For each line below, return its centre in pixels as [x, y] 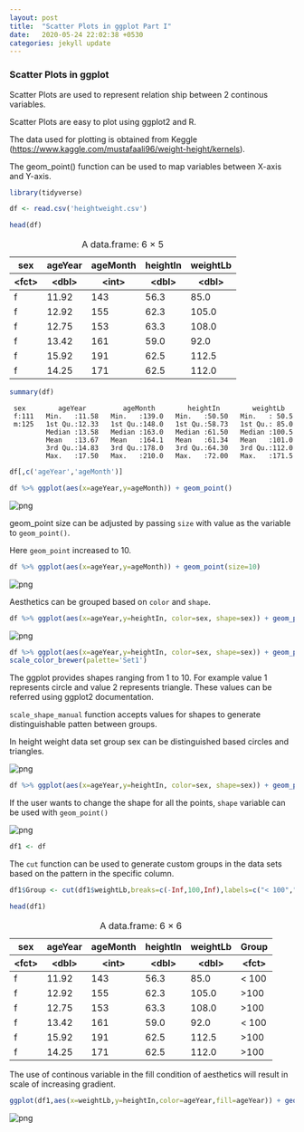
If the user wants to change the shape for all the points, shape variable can [147, 803]
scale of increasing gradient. [62, 1084]
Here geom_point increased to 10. [71, 550]
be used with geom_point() [59, 812]
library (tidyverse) [46, 192]
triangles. [27, 752]
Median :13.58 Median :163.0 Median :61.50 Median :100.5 [170, 432]
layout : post [34, 18]
